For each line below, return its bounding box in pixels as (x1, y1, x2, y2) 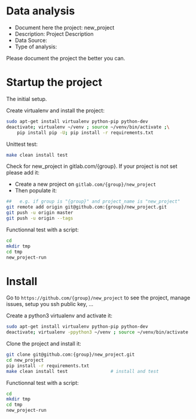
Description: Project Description (14, 30, 94, 37)
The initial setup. (6, 95, 47, 102)
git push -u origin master (6, 210, 73, 216)
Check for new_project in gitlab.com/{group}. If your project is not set (6, 163, 177, 170)
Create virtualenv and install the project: (6, 106, 105, 114)
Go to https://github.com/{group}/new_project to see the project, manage (6, 294, 191, 301)
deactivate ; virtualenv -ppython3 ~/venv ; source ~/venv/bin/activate (6, 329, 188, 335)
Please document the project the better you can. (6, 54, 125, 62)
